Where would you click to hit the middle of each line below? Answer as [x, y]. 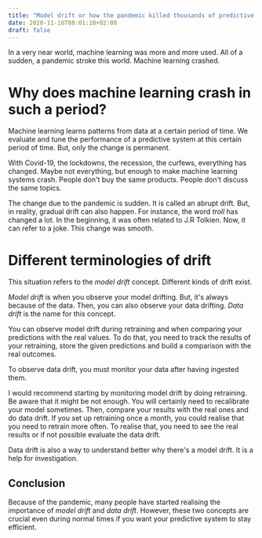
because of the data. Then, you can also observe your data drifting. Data [126, 306]
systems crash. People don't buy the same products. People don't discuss [128, 180]
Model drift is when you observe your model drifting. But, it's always [118, 297]
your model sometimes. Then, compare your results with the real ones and [128, 410]
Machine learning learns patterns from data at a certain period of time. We [128, 131]
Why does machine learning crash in [130, 92]
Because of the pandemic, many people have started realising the [115, 502]
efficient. [22, 527]
